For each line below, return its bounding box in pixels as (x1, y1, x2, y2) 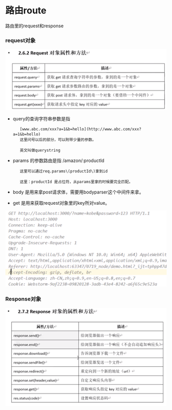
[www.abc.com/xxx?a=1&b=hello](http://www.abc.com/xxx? (19, 127, 142, 132)
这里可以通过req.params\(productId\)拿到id (19, 169, 108, 174)
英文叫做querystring (19, 148, 60, 153)
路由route (5, 5, 47, 16)
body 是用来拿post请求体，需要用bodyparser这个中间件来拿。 (12, 189, 144, 195)
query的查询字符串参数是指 (12, 116, 71, 122)
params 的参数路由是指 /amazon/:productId (12, 157, 105, 164)
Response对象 (5, 295, 41, 302)
